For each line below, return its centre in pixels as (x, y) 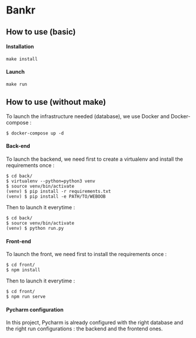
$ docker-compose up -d (35, 133)
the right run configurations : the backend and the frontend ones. (85, 329)
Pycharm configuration (35, 309)
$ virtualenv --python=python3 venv (51, 181)
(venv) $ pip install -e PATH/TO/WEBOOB (56, 196)
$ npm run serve (26, 297)
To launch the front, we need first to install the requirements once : (86, 254)
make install (22, 59)
